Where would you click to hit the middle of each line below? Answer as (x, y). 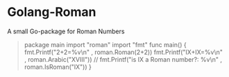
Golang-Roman (52, 12)
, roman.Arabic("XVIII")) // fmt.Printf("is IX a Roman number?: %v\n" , (123, 59)
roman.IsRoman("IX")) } (58, 67)
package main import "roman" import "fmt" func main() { (105, 44)
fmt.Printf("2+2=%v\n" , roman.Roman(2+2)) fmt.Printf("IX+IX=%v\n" (124, 52)
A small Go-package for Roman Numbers (66, 31)
